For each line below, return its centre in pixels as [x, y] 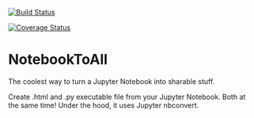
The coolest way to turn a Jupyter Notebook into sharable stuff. [112, 81]
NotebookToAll [58, 60]
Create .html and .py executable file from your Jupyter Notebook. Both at [127, 97]
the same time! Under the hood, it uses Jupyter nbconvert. [104, 105]
